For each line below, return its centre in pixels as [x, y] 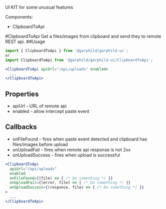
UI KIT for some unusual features [39, 7]
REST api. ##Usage [25, 41]
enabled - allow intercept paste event [51, 111]
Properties [22, 94]
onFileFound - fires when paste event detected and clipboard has [80, 139]
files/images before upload [40, 144]
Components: [19, 17]
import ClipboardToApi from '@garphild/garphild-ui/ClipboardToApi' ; [79, 60]
